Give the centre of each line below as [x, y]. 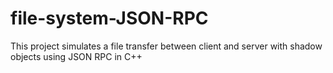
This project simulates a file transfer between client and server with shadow [166, 46]
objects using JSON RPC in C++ [76, 56]
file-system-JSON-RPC [109, 18]
